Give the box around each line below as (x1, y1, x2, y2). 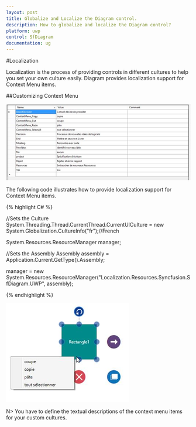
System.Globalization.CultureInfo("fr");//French (6, 227, 119, 234)
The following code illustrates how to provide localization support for (6, 186, 172, 193)
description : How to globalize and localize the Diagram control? (6, 22, 171, 28)
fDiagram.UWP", (6, 280, 46, 287)
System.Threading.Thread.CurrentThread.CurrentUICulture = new (6, 221, 164, 228)
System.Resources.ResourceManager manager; (6, 239, 122, 246)
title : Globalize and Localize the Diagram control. (6, 15, 137, 22)
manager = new (6, 268, 44, 275)
